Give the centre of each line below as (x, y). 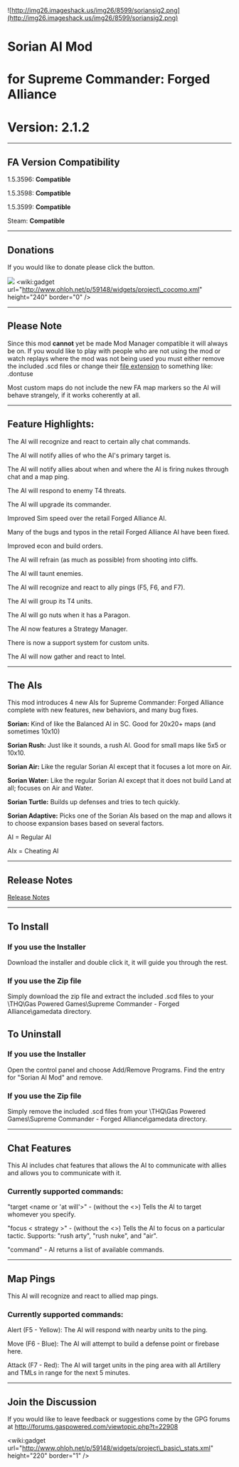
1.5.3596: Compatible (39, 179)
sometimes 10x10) (34, 731)
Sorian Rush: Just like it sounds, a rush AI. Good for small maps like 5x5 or (117, 746)
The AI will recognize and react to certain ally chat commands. (99, 441)
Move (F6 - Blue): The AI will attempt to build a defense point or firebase (113, 1344)
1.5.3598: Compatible (39, 193)
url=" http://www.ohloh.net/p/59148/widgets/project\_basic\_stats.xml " (110, 1448)
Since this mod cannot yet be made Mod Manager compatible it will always (118, 343)
